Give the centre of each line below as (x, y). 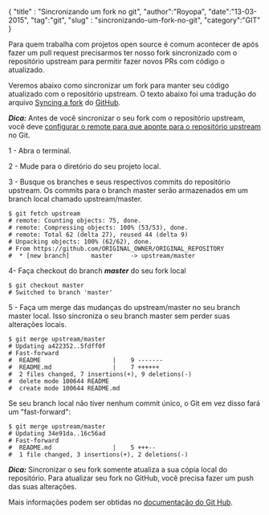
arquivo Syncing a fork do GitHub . (65, 102)
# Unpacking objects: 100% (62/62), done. (80, 242)
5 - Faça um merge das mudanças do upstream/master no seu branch (124, 307)
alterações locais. (37, 324)
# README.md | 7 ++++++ (84, 367)
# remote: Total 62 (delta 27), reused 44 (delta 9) (98, 235)
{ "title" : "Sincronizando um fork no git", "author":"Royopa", (108, 12)
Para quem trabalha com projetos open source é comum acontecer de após (134, 44)
